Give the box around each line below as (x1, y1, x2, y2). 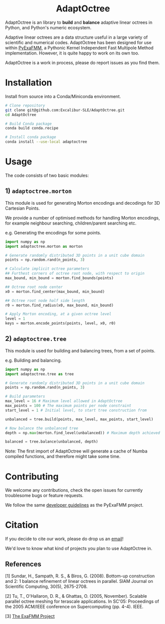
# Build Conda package (5, 121, 52, 126)
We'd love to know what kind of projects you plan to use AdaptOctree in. (5, 546, 153, 552)
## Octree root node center (5, 284, 63, 289)
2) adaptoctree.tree (5, 335, 67, 343)
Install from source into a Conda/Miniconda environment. (5, 93, 121, 99)
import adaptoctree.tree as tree (5, 371, 74, 377)
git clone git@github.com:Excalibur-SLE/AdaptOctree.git (5, 108, 125, 113)
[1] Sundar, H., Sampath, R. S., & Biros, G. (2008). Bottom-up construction (5, 573, 155, 579)
